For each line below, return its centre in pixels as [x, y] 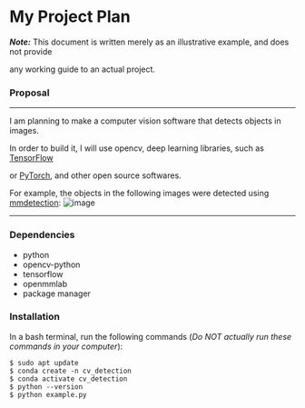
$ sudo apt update [44, 363]
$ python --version [46, 387]
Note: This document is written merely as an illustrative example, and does [149, 42]
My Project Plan [70, 17]
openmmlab [45, 284]
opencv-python [51, 264]
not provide [31, 51]
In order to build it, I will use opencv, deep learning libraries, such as [137, 148]
